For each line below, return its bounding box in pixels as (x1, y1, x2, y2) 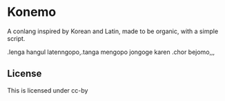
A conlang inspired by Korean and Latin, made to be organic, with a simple (7, 27, 219, 35)
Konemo (7, 4, 57, 20)
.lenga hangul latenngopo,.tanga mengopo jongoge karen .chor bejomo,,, (7, 48, 215, 56)
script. (7, 34, 26, 42)
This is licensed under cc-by (7, 86, 88, 94)
